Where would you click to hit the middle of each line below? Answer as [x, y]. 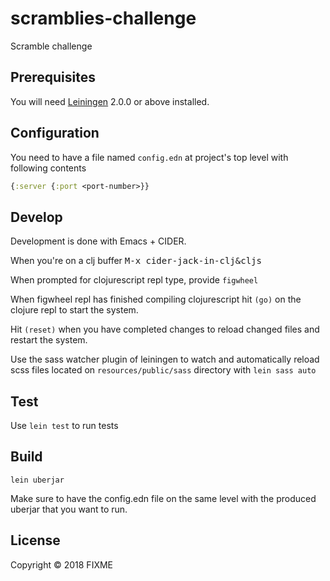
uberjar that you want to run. [69, 509]
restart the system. [49, 340]
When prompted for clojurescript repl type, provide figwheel [134, 280]
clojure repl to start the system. [74, 310]
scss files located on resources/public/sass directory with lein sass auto [163, 370]
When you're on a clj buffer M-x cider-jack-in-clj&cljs [136, 261]
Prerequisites [53, 77]
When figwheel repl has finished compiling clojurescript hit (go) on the [156, 299]
